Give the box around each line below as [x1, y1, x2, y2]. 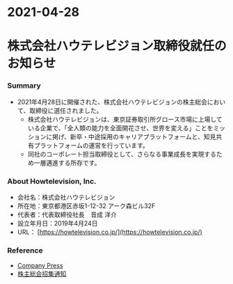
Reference [7, 245, 43, 255]
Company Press [17, 262, 64, 270]
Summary [7, 81, 42, 90]
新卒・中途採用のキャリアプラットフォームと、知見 [70, 132, 216, 141]
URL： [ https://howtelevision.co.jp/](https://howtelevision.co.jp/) [17, 228, 203, 236]
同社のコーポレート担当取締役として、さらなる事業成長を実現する [27, 150, 217, 158]
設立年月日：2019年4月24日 [17, 219, 98, 227]
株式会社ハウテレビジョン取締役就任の [7, 38, 227, 54]
